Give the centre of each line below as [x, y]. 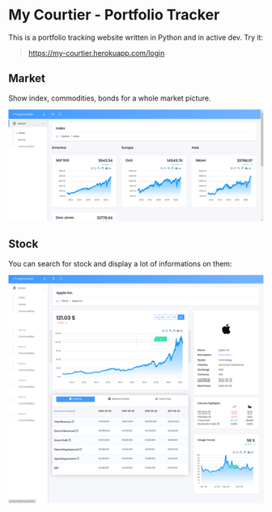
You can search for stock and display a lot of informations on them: [120, 263]
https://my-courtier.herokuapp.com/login [96, 53]
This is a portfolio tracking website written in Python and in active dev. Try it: [136, 37]
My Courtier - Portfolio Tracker [114, 15]
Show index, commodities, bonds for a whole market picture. [110, 98]
